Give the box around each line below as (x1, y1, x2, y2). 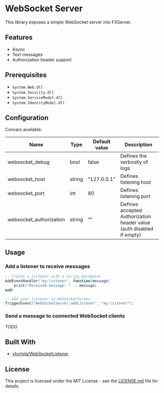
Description (124, 141, 153, 148)
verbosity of (120, 159, 148, 165)
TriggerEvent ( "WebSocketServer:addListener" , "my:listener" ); (5, 301, 134, 306)
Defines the (120, 153, 147, 160)
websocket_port (7, 190, 45, 197)
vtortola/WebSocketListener (12, 351, 69, 357)
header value (120, 219, 150, 226)
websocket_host (7, 176, 45, 183)
